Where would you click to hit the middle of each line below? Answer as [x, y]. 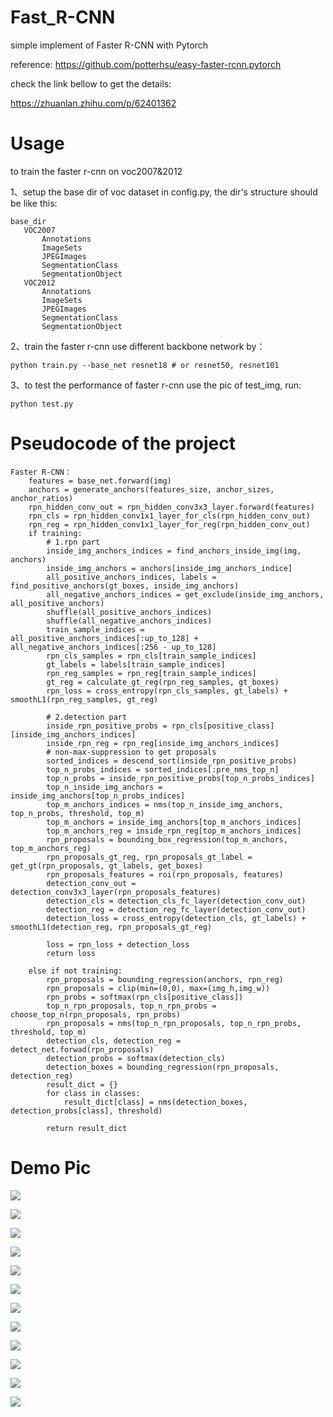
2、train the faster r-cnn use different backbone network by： [138, 346]
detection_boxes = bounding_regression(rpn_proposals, [163, 1067]
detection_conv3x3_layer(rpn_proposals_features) [116, 892]
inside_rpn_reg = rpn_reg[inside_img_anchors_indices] [163, 743]
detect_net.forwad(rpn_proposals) [82, 1049]
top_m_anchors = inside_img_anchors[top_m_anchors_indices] [174, 822]
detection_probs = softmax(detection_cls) [136, 1058]
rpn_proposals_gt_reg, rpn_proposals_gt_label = [149, 857]
